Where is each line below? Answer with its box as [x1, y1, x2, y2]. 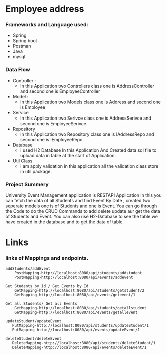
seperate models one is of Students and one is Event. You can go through [5, 203, 157, 209]
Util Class [12, 158, 33, 164]
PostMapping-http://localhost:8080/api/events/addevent [14, 275, 134, 280]
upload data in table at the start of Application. [20, 152, 116, 158]
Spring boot [12, 38, 37, 44]
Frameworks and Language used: [5, 21, 89, 28]
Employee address [5, 3, 84, 15]
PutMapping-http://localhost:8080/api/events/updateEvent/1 [12, 327, 140, 332]
